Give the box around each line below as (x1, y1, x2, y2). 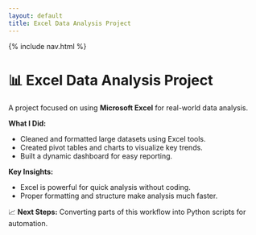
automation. (8, 219, 48, 229)
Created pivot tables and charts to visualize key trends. (19, 142, 203, 153)
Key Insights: (8, 167, 54, 177)
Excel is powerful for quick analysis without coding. (19, 183, 191, 192)
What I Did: (8, 118, 47, 129)
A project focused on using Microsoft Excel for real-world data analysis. (8, 103, 248, 113)
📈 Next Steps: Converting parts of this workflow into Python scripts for (8, 207, 246, 217)
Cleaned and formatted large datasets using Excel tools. (19, 134, 207, 144)
